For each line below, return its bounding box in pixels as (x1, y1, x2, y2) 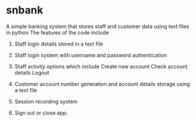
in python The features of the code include (6, 29, 109, 36)
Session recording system (14, 97, 78, 105)
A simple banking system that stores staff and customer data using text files (6, 23, 190, 30)
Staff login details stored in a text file (14, 40, 104, 47)
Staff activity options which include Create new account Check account (14, 62, 188, 70)
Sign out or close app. (14, 109, 68, 116)
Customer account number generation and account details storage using (14, 80, 190, 88)
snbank (6, 4, 43, 17)
